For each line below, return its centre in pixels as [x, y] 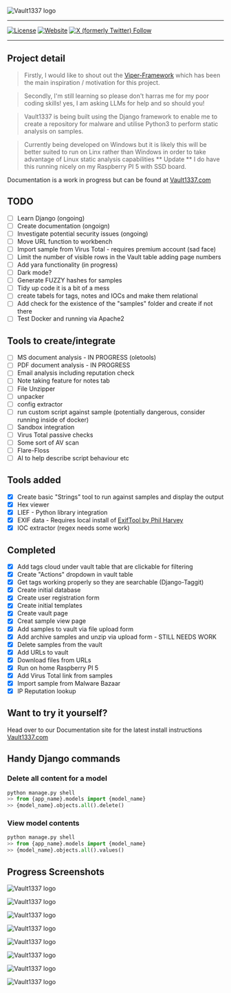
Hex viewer [33, 504]
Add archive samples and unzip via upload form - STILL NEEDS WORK [117, 637]
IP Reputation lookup [47, 691]
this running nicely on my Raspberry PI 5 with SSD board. [105, 166]
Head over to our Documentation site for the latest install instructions [105, 730]
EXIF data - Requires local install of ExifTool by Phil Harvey [100, 520]
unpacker [31, 396]
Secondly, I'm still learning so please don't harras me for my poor [117, 96]
